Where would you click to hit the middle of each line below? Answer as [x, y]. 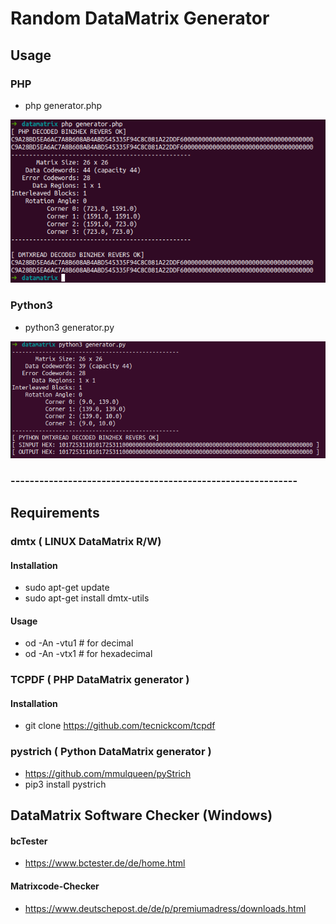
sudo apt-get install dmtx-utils [87, 598]
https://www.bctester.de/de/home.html [105, 863]
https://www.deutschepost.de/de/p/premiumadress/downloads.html [165, 908]
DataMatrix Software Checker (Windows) [141, 815]
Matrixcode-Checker [55, 886]
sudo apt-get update [67, 588]
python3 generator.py [69, 327]
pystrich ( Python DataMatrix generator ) [111, 752]
